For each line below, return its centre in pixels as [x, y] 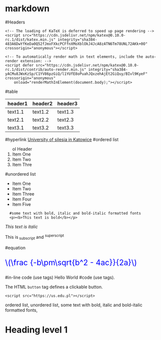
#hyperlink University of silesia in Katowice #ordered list [62, 139]
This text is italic [22, 227]
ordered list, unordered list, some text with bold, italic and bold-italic [74, 305]
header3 [67, 103]
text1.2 [41, 112]
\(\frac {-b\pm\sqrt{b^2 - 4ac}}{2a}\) [71, 262]
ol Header [22, 149]
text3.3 [66, 128]
